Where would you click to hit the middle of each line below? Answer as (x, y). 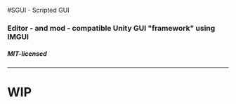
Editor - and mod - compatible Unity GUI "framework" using (111, 28)
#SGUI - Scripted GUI (38, 10)
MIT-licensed (27, 53)
